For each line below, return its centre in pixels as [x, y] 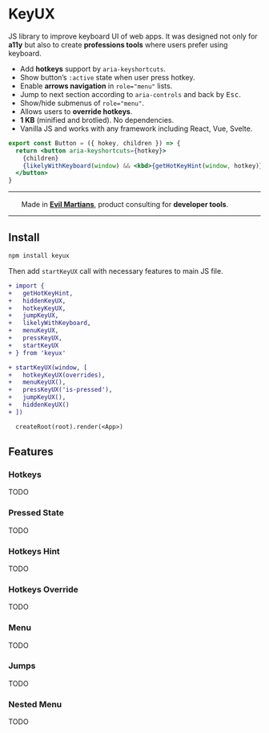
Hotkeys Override [43, 589]
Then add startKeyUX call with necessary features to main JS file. [116, 271]
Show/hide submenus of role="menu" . [82, 103]
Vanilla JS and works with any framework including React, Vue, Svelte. [136, 128]
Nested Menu [35, 704]
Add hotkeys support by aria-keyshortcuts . [93, 68]
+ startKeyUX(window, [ [48, 367]
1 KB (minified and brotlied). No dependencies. [97, 120]
